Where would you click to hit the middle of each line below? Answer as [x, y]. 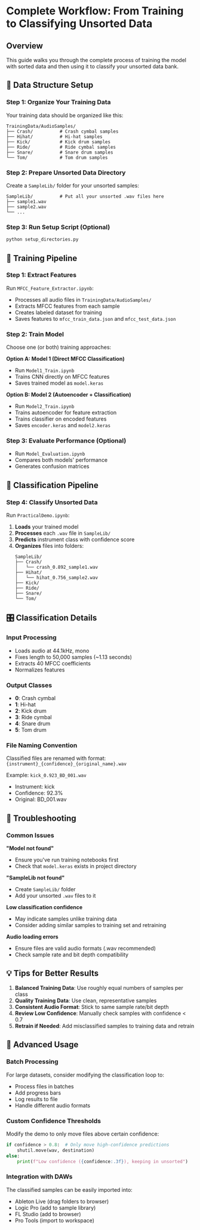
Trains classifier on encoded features [61, 419]
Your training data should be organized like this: [65, 115]
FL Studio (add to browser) [48, 1214]
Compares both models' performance [61, 460]
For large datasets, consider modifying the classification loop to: [85, 1075]
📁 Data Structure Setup [50, 85]
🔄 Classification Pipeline [52, 485]
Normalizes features [40, 670]
